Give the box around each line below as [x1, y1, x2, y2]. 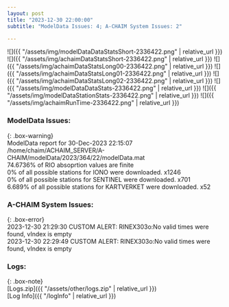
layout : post [7, 10, 45, 17]
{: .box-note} [7, 277, 43, 286]
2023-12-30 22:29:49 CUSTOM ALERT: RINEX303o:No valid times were [7, 237, 210, 245]
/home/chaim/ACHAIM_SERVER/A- [7, 146, 105, 155]
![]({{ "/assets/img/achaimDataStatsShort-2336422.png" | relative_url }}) [7, 55, 213, 63]
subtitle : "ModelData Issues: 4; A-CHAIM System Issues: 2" [7, 23, 183, 30]
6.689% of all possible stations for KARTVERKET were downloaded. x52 [7, 183, 211, 191]
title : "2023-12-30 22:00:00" [7, 16, 94, 23]
